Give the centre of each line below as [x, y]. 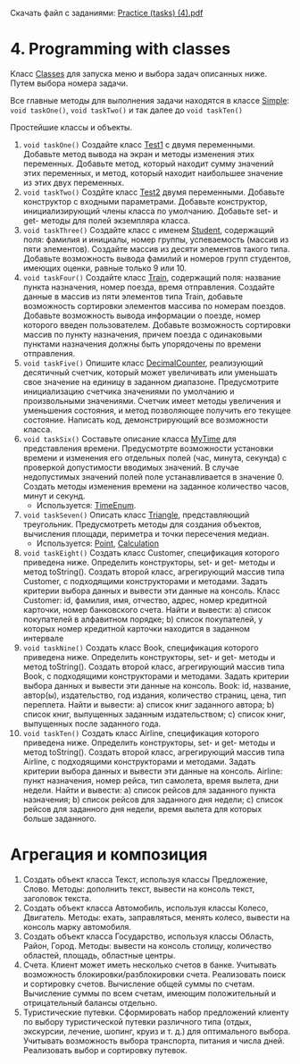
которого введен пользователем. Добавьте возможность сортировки [157, 324]
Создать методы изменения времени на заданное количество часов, [156, 486]
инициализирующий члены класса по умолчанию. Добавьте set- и [150, 211]
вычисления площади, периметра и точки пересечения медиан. [146, 533]
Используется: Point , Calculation [98, 543]
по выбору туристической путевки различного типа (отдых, [137, 1021]
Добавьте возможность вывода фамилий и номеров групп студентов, [157, 258]
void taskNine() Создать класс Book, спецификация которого [141, 648]
